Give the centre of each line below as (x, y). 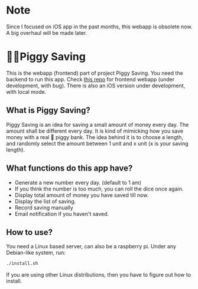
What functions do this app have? (69, 168)
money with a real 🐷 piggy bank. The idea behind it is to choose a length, (95, 137)
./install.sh (22, 264)
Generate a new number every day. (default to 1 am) (78, 182)
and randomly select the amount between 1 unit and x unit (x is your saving (97, 143)
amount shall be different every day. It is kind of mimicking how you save (95, 131)
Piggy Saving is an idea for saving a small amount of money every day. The (98, 124)
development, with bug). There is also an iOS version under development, (96, 86)
